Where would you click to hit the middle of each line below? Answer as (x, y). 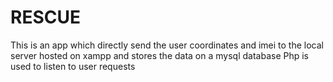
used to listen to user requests (73, 66)
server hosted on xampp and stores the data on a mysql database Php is (160, 55)
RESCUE (45, 17)
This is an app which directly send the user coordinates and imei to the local (167, 45)
